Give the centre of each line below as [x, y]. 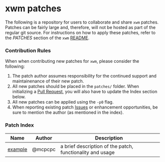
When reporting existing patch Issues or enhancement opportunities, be [85, 107]
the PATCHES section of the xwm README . [47, 38]
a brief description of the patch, [97, 146]
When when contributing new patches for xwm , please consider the [72, 61]
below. [19, 97]
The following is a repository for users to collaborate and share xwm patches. [82, 22]
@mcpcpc [44, 149]
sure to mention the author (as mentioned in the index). [68, 112]
